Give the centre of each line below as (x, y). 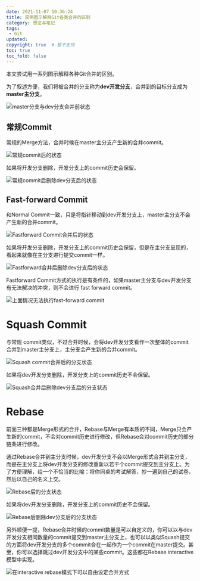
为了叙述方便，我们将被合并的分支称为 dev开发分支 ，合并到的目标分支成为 (97, 86)
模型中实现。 (22, 560)
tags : (13, 28)
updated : (17, 39)
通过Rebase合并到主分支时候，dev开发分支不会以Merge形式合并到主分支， (98, 457)
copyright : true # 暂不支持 (40, 45)
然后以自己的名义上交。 (35, 479)
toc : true (18, 51)
